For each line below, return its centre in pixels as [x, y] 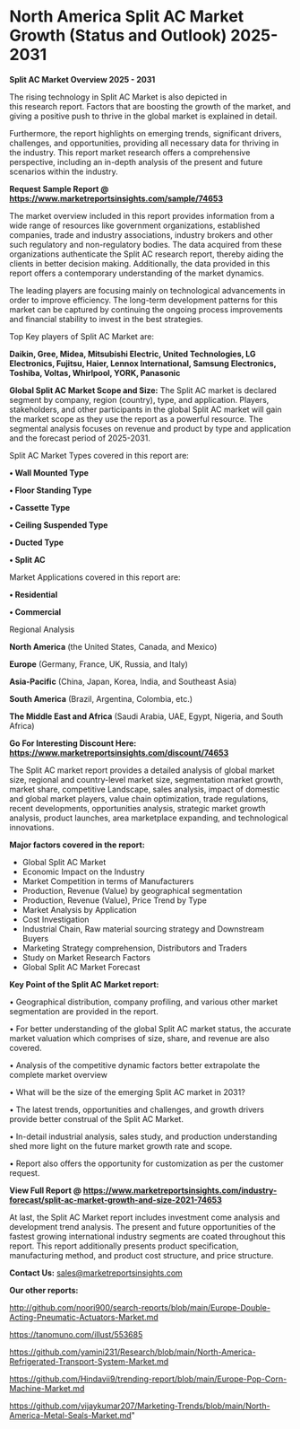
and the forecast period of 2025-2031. [80, 438]
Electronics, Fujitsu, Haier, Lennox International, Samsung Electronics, [143, 363]
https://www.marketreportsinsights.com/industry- [180, 1190]
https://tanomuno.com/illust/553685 [76, 1334]
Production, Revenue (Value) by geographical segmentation [133, 890]
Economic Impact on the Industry [83, 872]
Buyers [35, 938]
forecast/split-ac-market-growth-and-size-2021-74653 [116, 1199]
